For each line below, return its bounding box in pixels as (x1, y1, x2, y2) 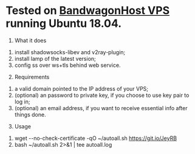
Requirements (14, 73, 50, 80)
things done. (14, 111, 46, 118)
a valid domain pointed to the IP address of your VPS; (14, 85, 149, 92)
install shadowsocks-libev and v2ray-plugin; (14, 48, 126, 55)
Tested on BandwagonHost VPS (5, 4, 170, 18)
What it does (14, 37, 47, 44)
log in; (14, 98, 30, 105)
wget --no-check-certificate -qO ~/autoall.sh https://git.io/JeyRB (14, 135, 177, 142)
